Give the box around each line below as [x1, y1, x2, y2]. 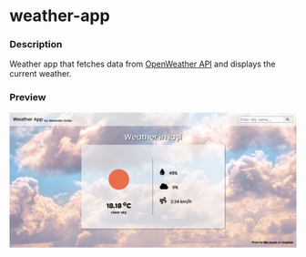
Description [9, 38, 63, 51]
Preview [9, 91, 46, 104]
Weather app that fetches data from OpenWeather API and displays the [9, 58, 276, 69]
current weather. [9, 68, 72, 79]
